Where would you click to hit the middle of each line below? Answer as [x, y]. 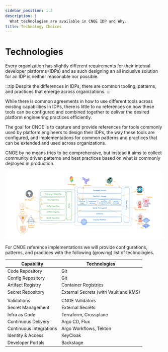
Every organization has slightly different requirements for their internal [78, 66]
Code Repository [25, 271]
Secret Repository [26, 292]
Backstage [72, 342]
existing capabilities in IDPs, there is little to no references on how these [80, 107]
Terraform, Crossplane [85, 314]
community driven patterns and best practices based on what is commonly [83, 158]
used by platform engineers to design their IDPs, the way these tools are [80, 133]
